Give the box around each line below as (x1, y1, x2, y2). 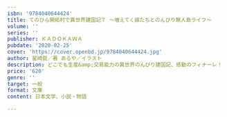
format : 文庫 (7, 87, 43, 94)
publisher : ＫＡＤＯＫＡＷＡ (7, 36, 83, 43)
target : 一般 (7, 81, 43, 87)
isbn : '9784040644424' (7, 10, 73, 17)
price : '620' (7, 67, 45, 74)
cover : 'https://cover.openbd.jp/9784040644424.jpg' (7, 49, 163, 56)
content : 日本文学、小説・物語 (7, 94, 87, 100)
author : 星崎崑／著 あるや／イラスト (7, 55, 102, 62)
